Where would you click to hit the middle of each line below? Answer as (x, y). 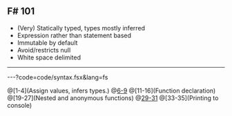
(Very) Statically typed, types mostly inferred (81, 28)
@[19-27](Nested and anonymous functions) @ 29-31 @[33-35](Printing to (113, 98)
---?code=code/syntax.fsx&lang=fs (58, 77)
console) (20, 105)
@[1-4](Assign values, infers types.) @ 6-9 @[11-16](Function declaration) (112, 90)
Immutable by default (47, 42)
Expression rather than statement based (74, 35)
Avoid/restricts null (44, 50)
